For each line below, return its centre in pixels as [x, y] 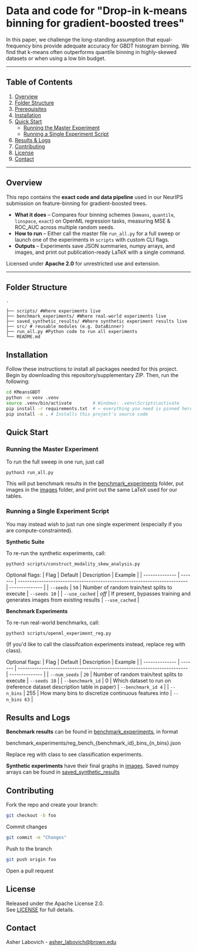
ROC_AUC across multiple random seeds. [64, 227]
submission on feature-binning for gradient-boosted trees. [77, 203]
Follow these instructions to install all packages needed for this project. [92, 369]
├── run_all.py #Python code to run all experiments [72, 332]
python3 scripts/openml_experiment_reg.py [59, 633]
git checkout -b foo [31, 816]
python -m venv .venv [33, 398]
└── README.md [23, 337]
